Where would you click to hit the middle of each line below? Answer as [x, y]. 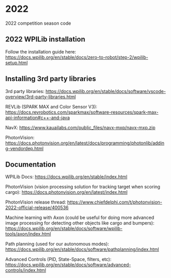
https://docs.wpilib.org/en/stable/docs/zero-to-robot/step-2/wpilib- [77, 57]
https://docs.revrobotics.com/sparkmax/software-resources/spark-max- [82, 112]
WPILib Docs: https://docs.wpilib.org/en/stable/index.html [66, 177]
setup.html [17, 63]
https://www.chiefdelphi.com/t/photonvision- [115, 202]
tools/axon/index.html [28, 234]
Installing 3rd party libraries [51, 79]
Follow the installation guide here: [41, 51]
